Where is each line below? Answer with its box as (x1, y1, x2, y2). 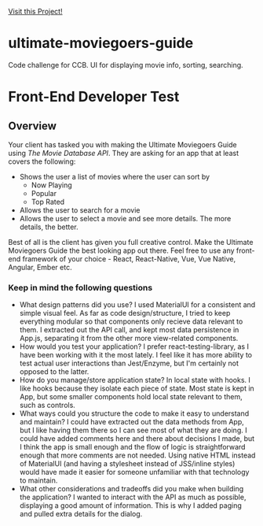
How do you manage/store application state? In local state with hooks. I (19, 376, 251, 385)
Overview (8, 119, 57, 132)
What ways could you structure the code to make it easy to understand (19, 409, 250, 418)
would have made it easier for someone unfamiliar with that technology (19, 468, 250, 477)
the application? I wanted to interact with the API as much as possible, (19, 492, 247, 502)
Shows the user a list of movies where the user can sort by (19, 172, 210, 181)
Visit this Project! (8, 7, 63, 16)
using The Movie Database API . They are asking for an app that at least (8, 148, 239, 157)
